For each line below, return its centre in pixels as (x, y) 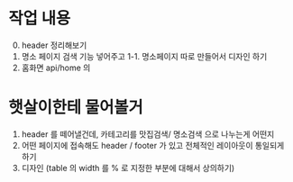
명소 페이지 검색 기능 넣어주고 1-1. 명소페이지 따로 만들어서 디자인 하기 (144, 56)
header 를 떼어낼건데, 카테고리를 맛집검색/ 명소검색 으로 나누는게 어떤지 (148, 134)
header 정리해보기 (54, 45)
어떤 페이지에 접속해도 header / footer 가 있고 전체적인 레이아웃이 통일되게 (153, 145)
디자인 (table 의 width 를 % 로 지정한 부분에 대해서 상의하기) (128, 168)
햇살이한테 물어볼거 (76, 108)
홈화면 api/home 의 (56, 68)
